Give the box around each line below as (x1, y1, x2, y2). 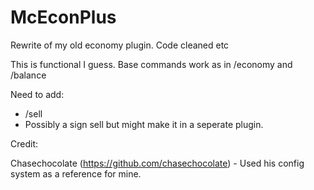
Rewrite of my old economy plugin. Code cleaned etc (10, 39, 230, 51)
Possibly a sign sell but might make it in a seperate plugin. (24, 118, 264, 130)
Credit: (10, 137, 39, 150)
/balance (10, 69, 47, 81)
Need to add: (10, 88, 65, 100)
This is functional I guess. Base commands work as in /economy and (10, 58, 293, 70)
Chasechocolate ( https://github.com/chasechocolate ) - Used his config (10, 157, 305, 169)
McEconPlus (10, 6, 117, 29)
